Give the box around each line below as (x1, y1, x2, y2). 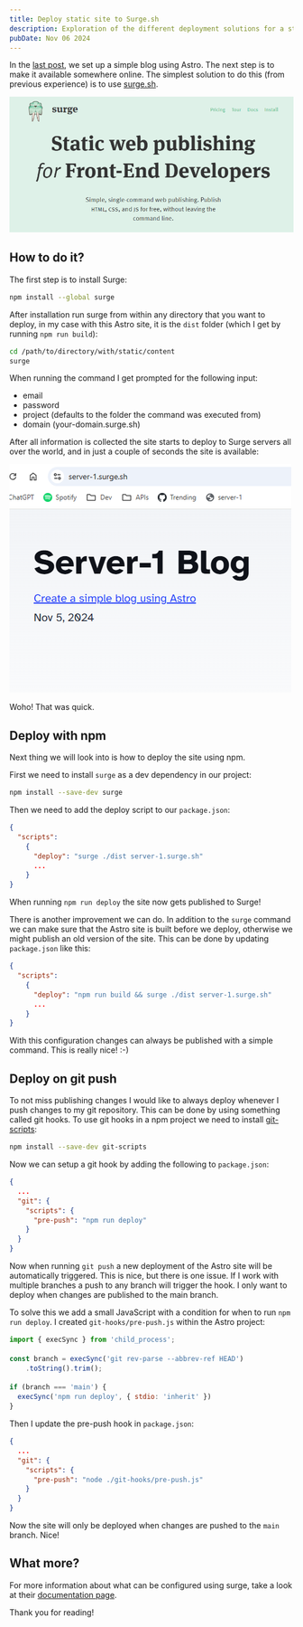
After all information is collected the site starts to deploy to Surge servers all (9, 437, 291, 448)
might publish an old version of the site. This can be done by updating (9, 933, 269, 944)
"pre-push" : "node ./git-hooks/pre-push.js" (32, 1475, 204, 1484)
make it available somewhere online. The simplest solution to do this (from (9, 69, 286, 80)
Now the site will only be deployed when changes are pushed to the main (9, 1520, 280, 1530)
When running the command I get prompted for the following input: (9, 373, 259, 383)
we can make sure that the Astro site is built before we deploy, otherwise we (9, 923, 293, 935)
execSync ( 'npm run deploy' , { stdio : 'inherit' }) (17, 1393, 212, 1402)
